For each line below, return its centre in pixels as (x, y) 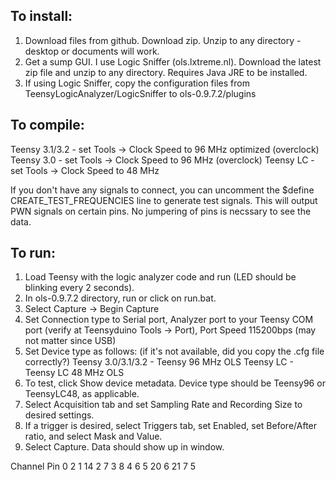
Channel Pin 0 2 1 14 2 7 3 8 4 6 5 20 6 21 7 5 (103, 466)
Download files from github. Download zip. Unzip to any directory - (163, 40)
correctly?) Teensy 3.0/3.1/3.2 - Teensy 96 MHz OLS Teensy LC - (159, 362)
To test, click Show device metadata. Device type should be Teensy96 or (175, 383)
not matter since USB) (70, 341)
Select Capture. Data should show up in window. (124, 447)
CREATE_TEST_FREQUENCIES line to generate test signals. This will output (164, 200)
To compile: (47, 125)
